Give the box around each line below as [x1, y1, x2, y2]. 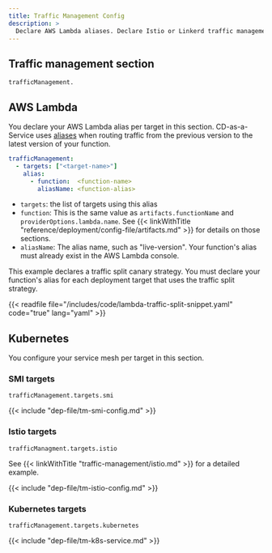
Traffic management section [8, 57, 155, 70]
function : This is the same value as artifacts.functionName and [19, 208, 235, 218]
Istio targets [8, 426, 57, 437]
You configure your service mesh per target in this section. [8, 353, 205, 363]
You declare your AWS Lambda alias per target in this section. [8, 122, 215, 131]
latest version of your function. [8, 139, 111, 148]
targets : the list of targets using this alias [19, 199, 158, 209]
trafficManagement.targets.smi [8, 392, 114, 400]
